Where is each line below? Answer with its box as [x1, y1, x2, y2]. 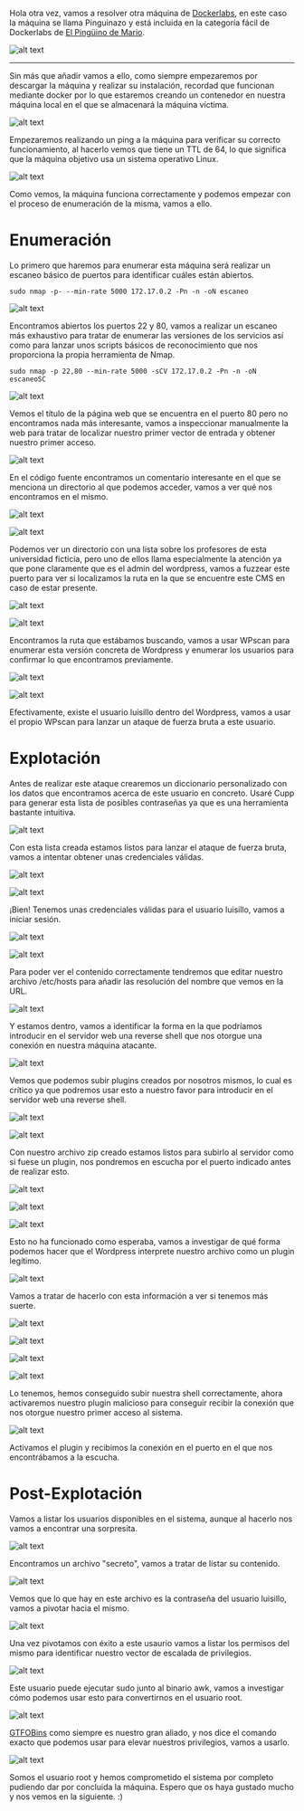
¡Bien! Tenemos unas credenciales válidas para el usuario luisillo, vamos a [9, 904, 285, 915]
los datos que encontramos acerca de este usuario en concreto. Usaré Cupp [9, 787, 295, 798]
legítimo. [9, 1255, 43, 1266]
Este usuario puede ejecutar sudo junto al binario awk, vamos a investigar [9, 1682, 285, 1693]
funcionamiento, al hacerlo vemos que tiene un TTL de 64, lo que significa [9, 144, 287, 155]
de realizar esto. [9, 1166, 70, 1177]
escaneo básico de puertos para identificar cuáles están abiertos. [9, 269, 255, 280]
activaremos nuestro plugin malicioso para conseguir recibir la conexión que [9, 1397, 294, 1408]
